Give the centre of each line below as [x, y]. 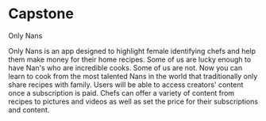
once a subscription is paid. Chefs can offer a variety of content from [121, 93]
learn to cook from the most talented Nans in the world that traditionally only [133, 76]
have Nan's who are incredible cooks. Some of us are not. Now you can [125, 67]
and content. [29, 110]
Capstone [41, 14]
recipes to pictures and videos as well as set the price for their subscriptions [133, 101]
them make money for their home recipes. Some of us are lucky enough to [130, 59]
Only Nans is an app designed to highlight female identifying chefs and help [132, 51]
